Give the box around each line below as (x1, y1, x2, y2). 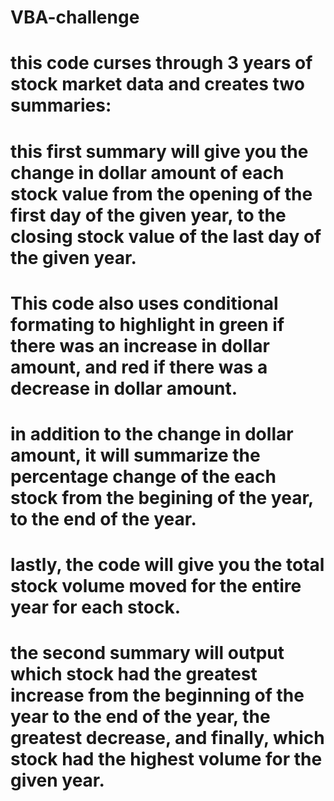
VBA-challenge (10, 6, 140, 29)
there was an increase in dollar (10, 334, 270, 357)
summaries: (10, 94, 112, 117)
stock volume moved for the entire (10, 575, 302, 598)
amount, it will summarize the (10, 444, 261, 466)
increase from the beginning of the (10, 684, 305, 707)
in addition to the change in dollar (10, 422, 294, 445)
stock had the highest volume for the (10, 748, 323, 771)
